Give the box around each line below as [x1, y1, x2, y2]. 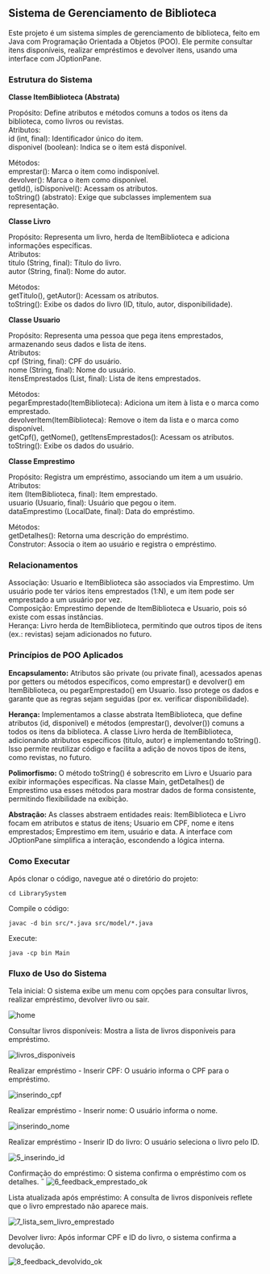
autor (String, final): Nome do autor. [8, 267, 127, 276]
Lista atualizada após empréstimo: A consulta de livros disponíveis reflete [8, 1192, 252, 1203]
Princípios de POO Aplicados [8, 650, 123, 661]
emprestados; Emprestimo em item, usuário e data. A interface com [8, 826, 233, 836]
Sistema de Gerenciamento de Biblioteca [8, 6, 218, 20]
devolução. [8, 1241, 46, 1251]
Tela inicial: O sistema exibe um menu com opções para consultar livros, [8, 986, 248, 996]
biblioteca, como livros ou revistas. [8, 116, 124, 126]
